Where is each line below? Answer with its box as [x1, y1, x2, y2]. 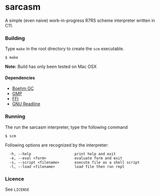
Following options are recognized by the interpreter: [5, 142, 109, 148]
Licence [5, 175, 24, 182]
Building [5, 34, 25, 41]
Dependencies [5, 75, 35, 81]
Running [5, 113, 26, 120]
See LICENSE [5, 186, 30, 193]
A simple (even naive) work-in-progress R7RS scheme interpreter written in [5, 17, 155, 23]
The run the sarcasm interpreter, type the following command [5, 124, 128, 130]
